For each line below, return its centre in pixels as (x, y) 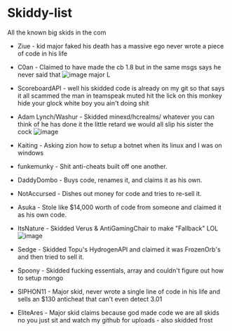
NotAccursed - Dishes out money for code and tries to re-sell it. (109, 193)
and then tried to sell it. (50, 257)
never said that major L (64, 74)
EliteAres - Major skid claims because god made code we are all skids (118, 312)
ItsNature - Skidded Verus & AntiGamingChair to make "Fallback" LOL (118, 228)
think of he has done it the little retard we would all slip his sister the (115, 124)
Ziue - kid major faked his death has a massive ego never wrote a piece (121, 46)
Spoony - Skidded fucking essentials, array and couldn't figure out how (121, 270)
